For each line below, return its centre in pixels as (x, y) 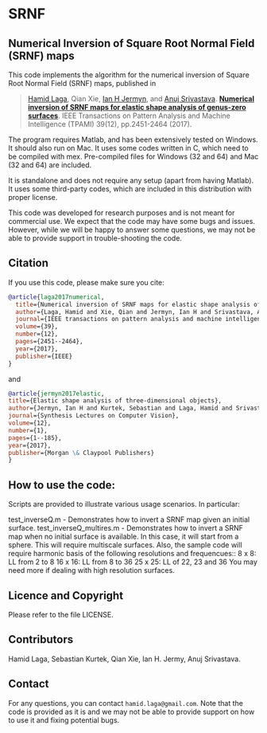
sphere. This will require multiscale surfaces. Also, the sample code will (125, 545)
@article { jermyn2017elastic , (56, 394)
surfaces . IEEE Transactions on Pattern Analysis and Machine (129, 116)
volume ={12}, (30, 423)
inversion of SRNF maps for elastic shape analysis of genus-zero (137, 107)
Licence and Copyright (66, 596)
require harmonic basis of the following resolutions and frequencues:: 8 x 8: (132, 554)
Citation (29, 263)
